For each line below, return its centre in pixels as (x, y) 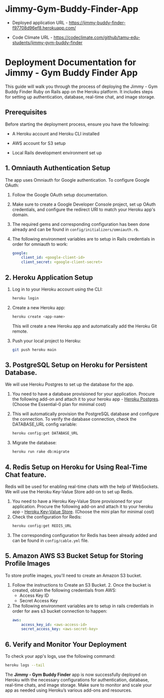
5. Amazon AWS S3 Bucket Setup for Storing (74, 556)
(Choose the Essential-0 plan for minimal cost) (59, 404)
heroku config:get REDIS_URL (42, 526)
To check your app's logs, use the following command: (60, 656)
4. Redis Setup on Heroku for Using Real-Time (76, 467)
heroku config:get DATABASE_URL (45, 433)
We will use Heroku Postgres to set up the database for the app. (70, 384)
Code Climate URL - (32, 37)
